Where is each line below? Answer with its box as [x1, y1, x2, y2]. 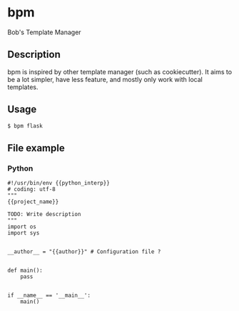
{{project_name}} [7, 198, 59, 205]
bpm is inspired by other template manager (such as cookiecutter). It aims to [7, 67, 233, 76]
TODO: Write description [7, 211, 81, 218]
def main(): [7, 267, 43, 275]
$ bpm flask [7, 122, 43, 129]
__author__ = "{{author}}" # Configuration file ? [7, 248, 161, 255]
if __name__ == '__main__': [7, 292, 91, 300]
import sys [7, 230, 40, 237]
